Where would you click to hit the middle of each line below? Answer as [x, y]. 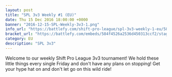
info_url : [16, 29]
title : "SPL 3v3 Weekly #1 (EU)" [41, 15]
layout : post [19, 10]
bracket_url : [19, 34]
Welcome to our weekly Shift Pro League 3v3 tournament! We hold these [82, 58]
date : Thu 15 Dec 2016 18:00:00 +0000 [47, 20]
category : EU [19, 39]
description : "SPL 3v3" [31, 44]
